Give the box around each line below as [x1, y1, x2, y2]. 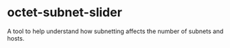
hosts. [7, 34, 25, 42]
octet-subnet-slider [7, 5, 122, 20]
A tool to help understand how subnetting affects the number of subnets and [7, 27, 224, 35]
